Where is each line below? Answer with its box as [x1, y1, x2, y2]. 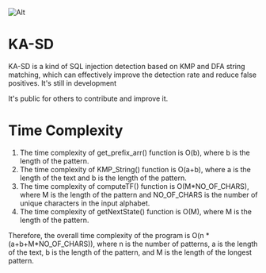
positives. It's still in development [8, 78, 117, 87]
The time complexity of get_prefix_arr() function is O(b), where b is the [19, 148, 251, 157]
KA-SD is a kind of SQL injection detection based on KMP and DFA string [8, 61, 245, 71]
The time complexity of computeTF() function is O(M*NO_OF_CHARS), [19, 181, 249, 190]
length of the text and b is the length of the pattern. [19, 173, 188, 183]
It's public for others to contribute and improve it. [8, 94, 169, 103]
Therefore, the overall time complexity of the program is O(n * [8, 230, 210, 240]
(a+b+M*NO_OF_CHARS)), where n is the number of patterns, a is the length [8, 239, 258, 248]
